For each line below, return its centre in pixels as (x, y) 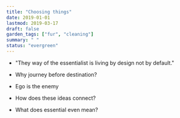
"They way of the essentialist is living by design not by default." (95, 63)
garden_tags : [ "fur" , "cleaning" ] (50, 34)
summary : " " (23, 40)
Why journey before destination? (56, 74)
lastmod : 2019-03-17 (33, 23)
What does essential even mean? (57, 110)
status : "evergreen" (33, 46)
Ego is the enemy (37, 86)
